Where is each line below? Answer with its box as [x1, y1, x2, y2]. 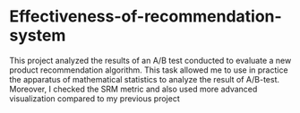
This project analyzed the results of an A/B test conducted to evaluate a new [9, 55, 292, 65]
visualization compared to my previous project [9, 92, 181, 104]
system [9, 25, 66, 46]
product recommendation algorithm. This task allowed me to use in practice [9, 65, 288, 75]
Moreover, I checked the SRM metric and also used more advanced [9, 83, 258, 94]
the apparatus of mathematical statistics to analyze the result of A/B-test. [9, 74, 280, 84]
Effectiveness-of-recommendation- [9, 6, 282, 27]
